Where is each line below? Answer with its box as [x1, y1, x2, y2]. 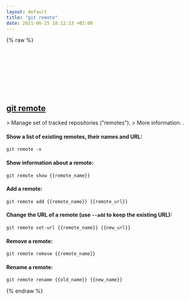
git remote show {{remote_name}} [6, 173, 90, 179]
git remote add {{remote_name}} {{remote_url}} [6, 199, 128, 205]
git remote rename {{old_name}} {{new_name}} [6, 277, 122, 283]
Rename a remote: [6, 263, 53, 270]
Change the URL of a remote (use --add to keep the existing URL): [6, 211, 173, 219]
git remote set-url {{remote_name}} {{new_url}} [6, 225, 131, 231]
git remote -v [6, 146, 42, 153]
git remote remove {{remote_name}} [6, 251, 96, 257]
